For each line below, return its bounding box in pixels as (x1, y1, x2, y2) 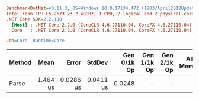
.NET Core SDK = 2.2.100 (6, 16, 62, 22)
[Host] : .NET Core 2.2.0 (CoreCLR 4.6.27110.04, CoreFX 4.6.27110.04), (11, 22, 195, 28)
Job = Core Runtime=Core (6, 38, 65, 44)
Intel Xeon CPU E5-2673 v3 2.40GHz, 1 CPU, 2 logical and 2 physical (6, 11, 182, 16)
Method (9, 58, 32, 67)
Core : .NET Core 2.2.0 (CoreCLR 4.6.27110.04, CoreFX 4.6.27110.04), (11, 27, 195, 33)
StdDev (86, 58, 108, 67)
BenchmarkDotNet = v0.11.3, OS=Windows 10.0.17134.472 (6, 5, 139, 11)
